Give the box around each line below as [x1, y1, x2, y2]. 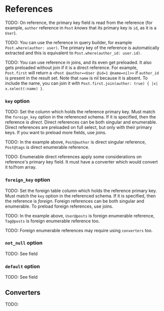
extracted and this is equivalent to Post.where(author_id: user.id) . [5, 50, 142, 56]
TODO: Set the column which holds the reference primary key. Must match [5, 109, 156, 115]
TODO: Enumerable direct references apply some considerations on [5, 154, 142, 160]
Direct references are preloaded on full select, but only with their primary [5, 124, 152, 130]
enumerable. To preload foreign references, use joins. [5, 203, 114, 209]
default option [5, 263, 40, 270]
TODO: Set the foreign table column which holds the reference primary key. [5, 188, 157, 193]
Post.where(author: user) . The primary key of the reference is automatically [5, 45, 160, 50]
